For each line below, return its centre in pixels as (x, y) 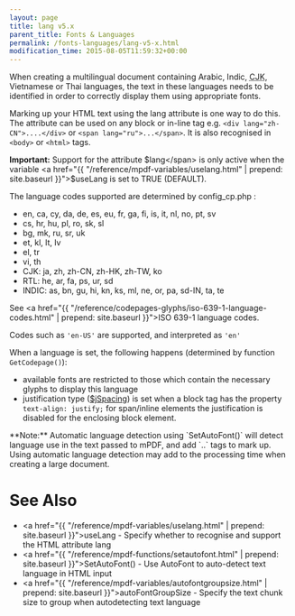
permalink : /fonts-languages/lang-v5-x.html (94, 43)
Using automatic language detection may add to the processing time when (147, 455)
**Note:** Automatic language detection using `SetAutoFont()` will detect (147, 436)
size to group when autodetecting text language (111, 602)
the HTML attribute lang (67, 545)
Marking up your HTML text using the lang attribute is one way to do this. (145, 114)
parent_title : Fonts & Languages (72, 34)
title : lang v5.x (42, 26)
